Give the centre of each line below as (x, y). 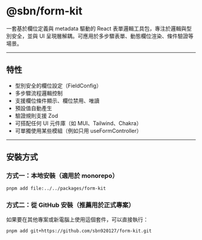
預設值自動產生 (33, 108)
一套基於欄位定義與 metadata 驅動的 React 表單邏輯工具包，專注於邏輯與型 (99, 28)
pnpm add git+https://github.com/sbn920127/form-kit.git (79, 231)
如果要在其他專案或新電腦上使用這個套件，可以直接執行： (77, 219)
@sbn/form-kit (44, 11)
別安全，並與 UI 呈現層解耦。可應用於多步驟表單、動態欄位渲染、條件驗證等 (100, 36)
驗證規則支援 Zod (36, 115)
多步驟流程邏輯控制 (39, 93)
